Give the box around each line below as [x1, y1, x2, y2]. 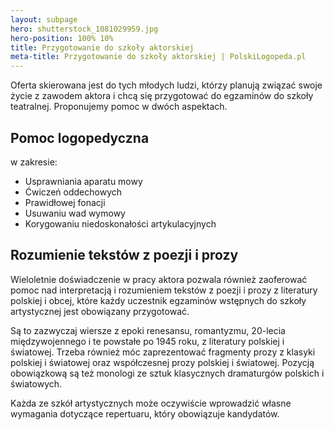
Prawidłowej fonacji [24, 196, 106, 208]
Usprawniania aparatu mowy [24, 175, 143, 187]
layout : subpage [10, 14, 78, 25]
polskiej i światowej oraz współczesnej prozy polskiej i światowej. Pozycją [10, 356, 315, 368]
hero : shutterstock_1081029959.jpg [10, 24, 159, 34]
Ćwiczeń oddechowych [24, 186, 123, 198]
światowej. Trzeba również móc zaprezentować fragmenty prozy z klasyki [10, 346, 316, 358]
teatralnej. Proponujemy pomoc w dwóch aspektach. [10, 101, 228, 113]
